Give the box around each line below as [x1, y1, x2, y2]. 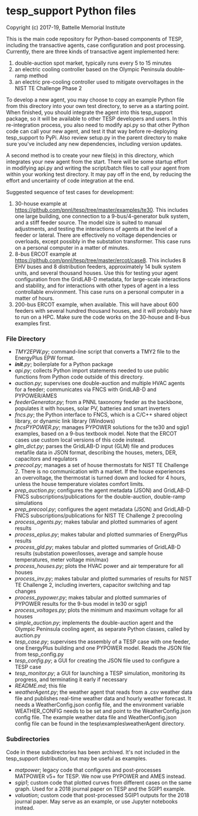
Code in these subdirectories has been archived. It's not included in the [6, 748, 180, 755]
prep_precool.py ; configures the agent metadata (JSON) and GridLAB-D [14, 506, 191, 513]
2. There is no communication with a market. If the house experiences [14, 468, 186, 475]
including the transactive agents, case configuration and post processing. [6, 42, 186, 49]
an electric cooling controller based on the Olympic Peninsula [14, 65, 165, 72]
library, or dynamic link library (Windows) [14, 417, 115, 425]
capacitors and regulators [14, 455, 78, 462]
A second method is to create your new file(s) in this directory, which [6, 151, 174, 158]
